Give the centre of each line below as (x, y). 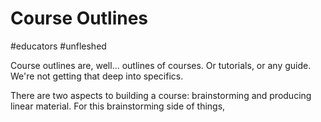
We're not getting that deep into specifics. (97, 76)
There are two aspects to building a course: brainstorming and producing (161, 95)
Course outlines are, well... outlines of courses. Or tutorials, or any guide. (161, 65)
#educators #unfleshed (58, 46)
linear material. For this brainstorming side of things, (118, 106)
